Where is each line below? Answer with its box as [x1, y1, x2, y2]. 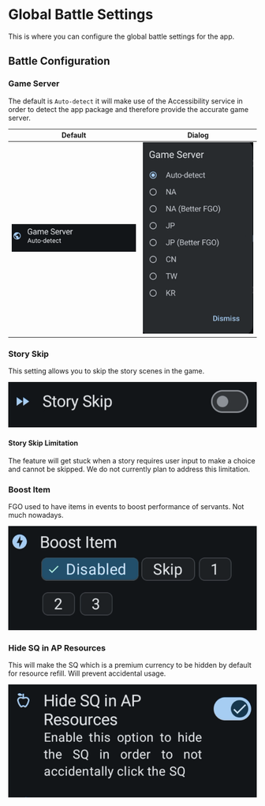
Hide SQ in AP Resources [8, 643, 106, 654]
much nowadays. [8, 510, 65, 519]
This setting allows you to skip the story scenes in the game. [8, 366, 205, 376]
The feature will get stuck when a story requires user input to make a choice [8, 455, 256, 465]
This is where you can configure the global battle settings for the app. [8, 32, 235, 41]
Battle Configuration [8, 54, 110, 68]
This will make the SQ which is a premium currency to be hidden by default [8, 661, 252, 670]
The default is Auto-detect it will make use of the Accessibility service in [8, 96, 243, 106]
